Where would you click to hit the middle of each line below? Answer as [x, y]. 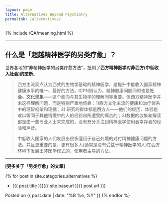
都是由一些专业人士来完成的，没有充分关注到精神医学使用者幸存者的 [87, 122]
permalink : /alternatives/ [33, 19]
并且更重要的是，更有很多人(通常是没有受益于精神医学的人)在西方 [93, 145]
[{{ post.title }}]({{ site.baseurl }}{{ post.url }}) [59, 186]
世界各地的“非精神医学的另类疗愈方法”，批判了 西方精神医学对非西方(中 [78, 68]
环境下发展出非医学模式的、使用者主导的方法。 [65, 151]
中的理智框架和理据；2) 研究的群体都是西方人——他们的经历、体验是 [87, 109]
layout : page [19, 10]
